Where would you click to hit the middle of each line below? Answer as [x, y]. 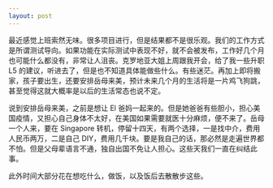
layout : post [30, 16]
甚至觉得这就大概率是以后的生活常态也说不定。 [87, 91]
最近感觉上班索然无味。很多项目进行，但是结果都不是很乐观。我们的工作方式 [136, 40]
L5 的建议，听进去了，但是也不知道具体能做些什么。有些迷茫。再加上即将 [131, 70]
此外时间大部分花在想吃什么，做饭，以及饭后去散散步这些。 [108, 176]
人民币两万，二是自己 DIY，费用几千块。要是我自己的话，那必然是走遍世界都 [136, 138]
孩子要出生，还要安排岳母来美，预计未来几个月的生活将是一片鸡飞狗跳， [143, 80]
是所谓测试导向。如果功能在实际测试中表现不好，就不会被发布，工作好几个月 [136, 50]
